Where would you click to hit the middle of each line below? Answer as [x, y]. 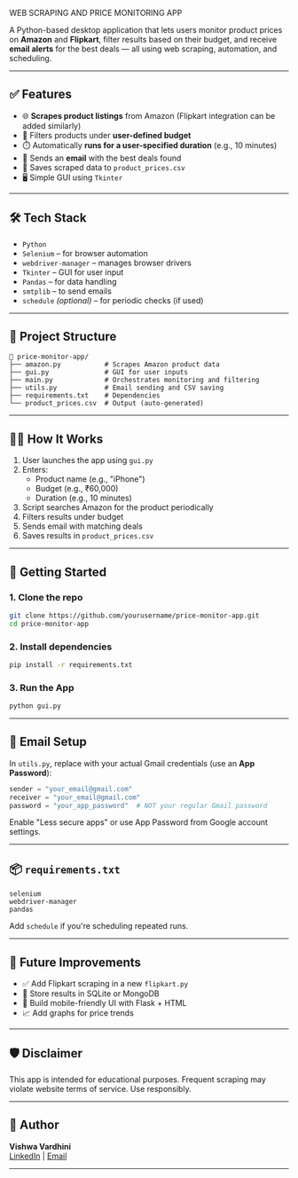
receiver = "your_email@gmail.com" [75, 797]
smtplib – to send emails [67, 291]
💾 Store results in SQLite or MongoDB [90, 993]
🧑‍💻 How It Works [56, 439]
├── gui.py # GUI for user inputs [99, 373]
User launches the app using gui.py [87, 460]
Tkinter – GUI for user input [73, 272]
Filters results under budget [73, 517]
